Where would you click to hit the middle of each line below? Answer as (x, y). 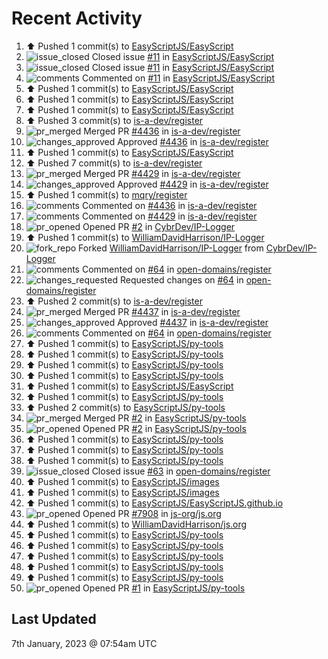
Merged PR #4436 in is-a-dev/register (162, 131)
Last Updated (54, 619)
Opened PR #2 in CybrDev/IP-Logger (159, 226)
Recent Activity (77, 18)
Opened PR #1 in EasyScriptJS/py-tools (164, 588)
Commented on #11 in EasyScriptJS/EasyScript (178, 78)
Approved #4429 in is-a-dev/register (193, 184)
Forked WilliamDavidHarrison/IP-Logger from (171, 248)
